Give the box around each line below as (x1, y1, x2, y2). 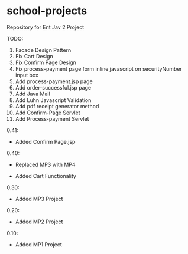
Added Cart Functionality (15, 172, 76, 179)
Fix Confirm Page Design (15, 59, 76, 66)
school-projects (7, 4, 87, 18)
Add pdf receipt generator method (15, 103, 99, 110)
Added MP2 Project (15, 218, 63, 225)
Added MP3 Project (15, 195, 63, 202)
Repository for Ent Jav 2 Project (7, 24, 85, 31)
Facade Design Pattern (15, 46, 72, 54)
